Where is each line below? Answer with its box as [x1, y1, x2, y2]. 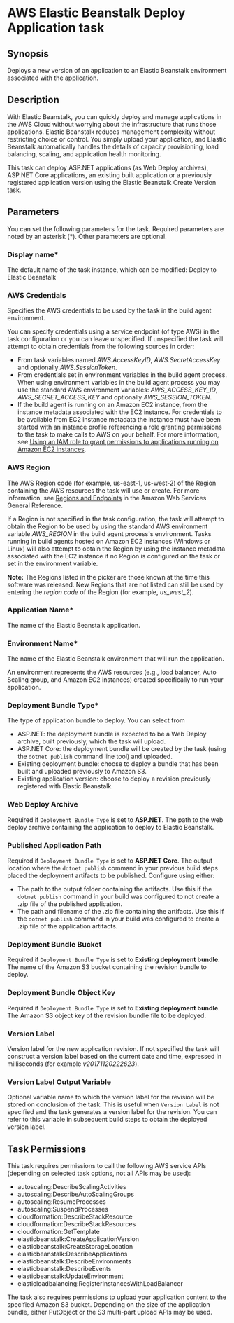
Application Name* [7, 605, 74, 615]
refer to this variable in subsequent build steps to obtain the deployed [7, 1116, 207, 1124]
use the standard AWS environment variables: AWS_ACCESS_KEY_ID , [17, 385, 218, 394]
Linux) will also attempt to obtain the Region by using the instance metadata [7, 544, 226, 553]
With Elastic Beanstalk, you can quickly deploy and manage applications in [7, 112, 222, 121]
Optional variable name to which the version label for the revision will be [7, 1093, 214, 1102]
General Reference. [7, 501, 64, 509]
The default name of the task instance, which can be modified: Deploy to [7, 265, 217, 274]
